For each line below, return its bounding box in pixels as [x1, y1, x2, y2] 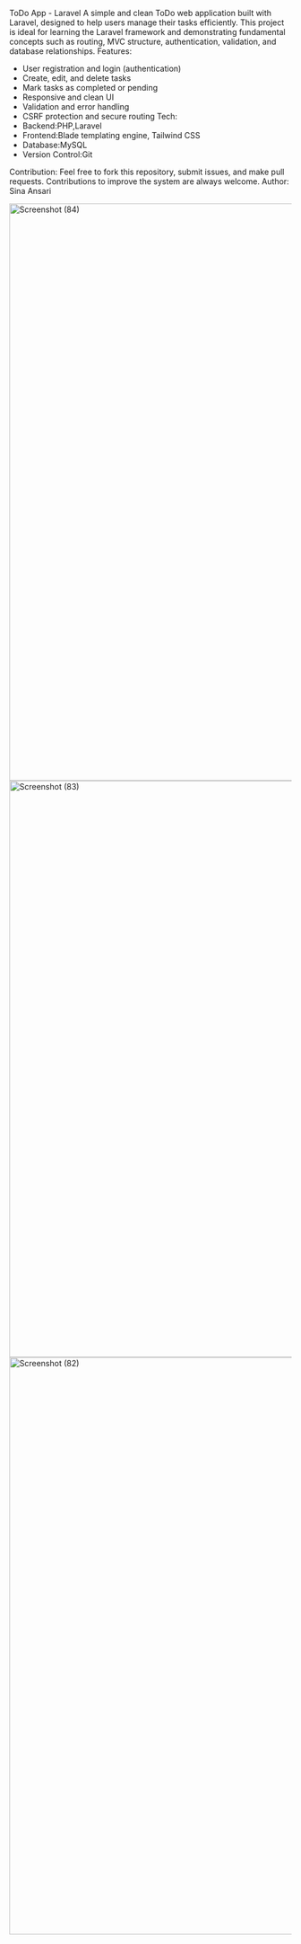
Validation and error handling [21, 102, 130, 111]
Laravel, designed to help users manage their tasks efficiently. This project [9, 17, 285, 28]
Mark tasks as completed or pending [21, 83, 159, 93]
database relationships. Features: [9, 46, 133, 57]
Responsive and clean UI [21, 92, 115, 102]
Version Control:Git [21, 149, 93, 160]
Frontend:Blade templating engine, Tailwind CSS [21, 130, 201, 140]
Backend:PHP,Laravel [21, 120, 102, 131]
